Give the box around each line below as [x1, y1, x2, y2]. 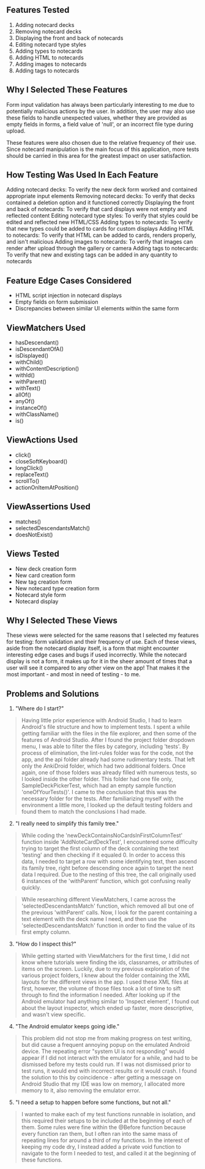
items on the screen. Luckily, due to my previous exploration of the [21, 965, 190, 973]
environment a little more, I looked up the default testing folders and [21, 801, 193, 809]
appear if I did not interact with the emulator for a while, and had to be [21, 1054, 198, 1062]
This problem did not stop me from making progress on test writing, [21, 1035, 192, 1042]
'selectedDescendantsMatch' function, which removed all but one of [21, 902, 195, 910]
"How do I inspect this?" [15, 940, 76, 947]
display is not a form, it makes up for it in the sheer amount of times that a [6, 658, 193, 665]
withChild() [15, 358, 43, 366]
